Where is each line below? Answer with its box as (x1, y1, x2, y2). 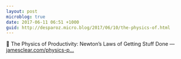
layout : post (6, 8, 38, 14)
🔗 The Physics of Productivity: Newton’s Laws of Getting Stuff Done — (6, 40, 175, 47)
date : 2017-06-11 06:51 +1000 (6, 19, 80, 25)
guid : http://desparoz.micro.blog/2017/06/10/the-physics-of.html (6, 24, 171, 31)
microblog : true (6, 14, 45, 20)
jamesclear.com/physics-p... (6, 47, 74, 54)
